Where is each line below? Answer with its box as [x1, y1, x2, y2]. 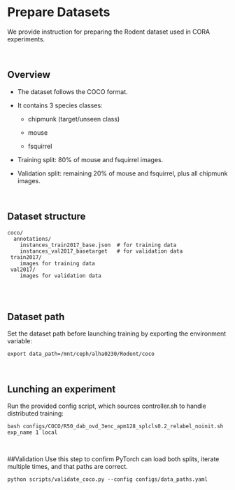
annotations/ [13, 235, 52, 242]
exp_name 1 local [7, 429, 58, 436]
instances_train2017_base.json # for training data [20, 241, 177, 249]
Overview [7, 69, 51, 81]
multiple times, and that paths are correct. [7, 463, 128, 471]
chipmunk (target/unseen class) [27, 114, 120, 123]
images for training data [20, 260, 96, 267]
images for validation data [20, 272, 101, 279]
